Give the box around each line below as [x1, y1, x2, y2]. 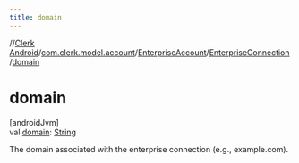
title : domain [9, 12, 63, 22]
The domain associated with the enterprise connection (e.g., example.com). [9, 143, 289, 154]
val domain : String [9, 126, 76, 137]
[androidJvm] [9, 117, 60, 127]
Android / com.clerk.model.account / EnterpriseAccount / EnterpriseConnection [9, 46, 290, 58]
